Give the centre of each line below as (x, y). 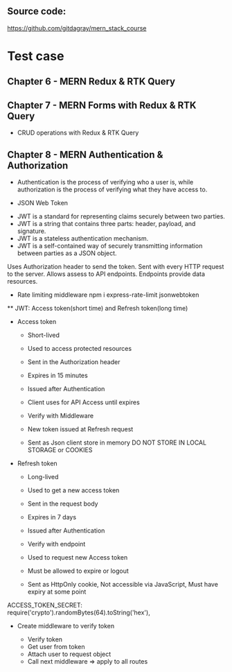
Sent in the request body (63, 504)
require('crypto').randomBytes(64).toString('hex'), (79, 612)
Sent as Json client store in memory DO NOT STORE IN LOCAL (117, 442)
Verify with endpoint (56, 544)
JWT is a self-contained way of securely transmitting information (110, 246)
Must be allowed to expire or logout (78, 571)
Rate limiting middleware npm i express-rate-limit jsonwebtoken (108, 295)
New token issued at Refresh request (80, 429)
